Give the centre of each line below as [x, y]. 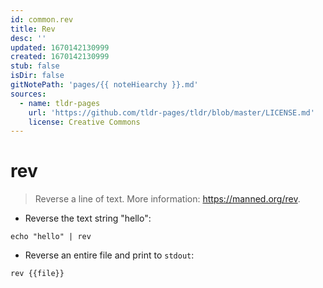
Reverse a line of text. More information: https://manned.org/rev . [167, 199]
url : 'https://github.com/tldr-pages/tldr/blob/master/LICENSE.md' [171, 112]
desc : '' [28, 38]
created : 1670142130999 [60, 57]
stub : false [35, 66]
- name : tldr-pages [60, 103]
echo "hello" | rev [51, 237]
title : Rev [33, 29]
